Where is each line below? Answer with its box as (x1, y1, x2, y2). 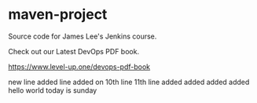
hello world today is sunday (8, 85, 97, 95)
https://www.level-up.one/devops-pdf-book (8, 61, 151, 72)
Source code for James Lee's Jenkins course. (8, 31, 157, 41)
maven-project (8, 6, 108, 24)
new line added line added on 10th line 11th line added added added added (8, 77, 250, 86)
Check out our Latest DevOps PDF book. (8, 46, 140, 56)
